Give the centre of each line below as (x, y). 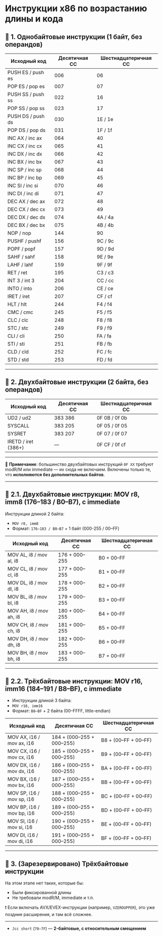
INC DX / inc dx (25, 154)
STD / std (18, 360)
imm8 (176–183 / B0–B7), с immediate (63, 502)
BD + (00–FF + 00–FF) (127, 810)
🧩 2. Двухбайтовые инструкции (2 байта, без (77, 382)
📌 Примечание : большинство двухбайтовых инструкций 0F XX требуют (79, 464)
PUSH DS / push (26, 116)
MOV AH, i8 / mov (28, 611)
